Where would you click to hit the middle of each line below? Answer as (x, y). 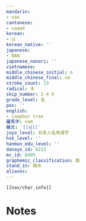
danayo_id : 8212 (26, 149)
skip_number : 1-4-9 (30, 94)
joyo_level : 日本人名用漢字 (38, 133)
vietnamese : (21, 67)
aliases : (17, 172)
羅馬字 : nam (20, 122)
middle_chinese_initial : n (39, 72)
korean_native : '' (29, 45)
